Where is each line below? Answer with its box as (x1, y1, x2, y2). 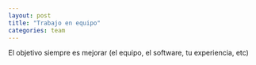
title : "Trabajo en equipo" (8, 19, 101, 27)
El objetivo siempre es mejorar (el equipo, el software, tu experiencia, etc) (8, 48, 250, 58)
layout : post (8, 11, 52, 20)
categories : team (8, 26, 66, 34)
